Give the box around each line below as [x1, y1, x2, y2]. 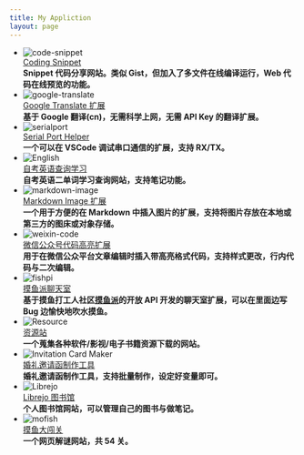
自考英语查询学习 [22, 163, 87, 174]
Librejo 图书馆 [22, 391, 76, 402]
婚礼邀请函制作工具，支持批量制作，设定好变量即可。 [22, 370, 223, 381]
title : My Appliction [9, 13, 92, 23]
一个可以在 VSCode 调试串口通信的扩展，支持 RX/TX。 [22, 142, 230, 153]
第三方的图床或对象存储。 [22, 217, 119, 228]
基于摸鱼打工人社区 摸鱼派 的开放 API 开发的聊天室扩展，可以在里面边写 [22, 294, 288, 305]
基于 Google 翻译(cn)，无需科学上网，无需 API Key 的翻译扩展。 [22, 111, 264, 122]
